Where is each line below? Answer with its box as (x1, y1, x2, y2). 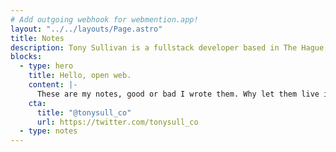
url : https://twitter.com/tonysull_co (36, 117, 199, 127)
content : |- (28, 80, 78, 90)
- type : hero (19, 61, 74, 71)
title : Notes (10, 33, 65, 43)
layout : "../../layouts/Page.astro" (10, 24, 163, 34)
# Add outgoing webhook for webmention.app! (10, 14, 199, 25)
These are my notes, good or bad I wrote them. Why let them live (36, 89, 320, 99)
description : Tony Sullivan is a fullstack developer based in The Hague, (10, 42, 329, 53)
